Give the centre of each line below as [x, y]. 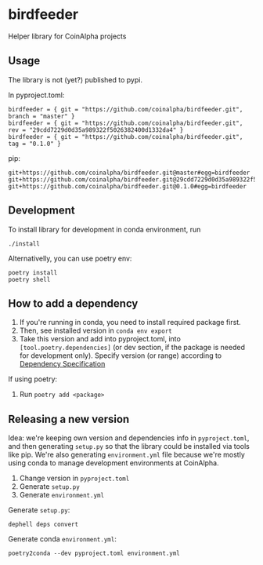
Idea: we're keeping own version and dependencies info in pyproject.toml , [129, 438]
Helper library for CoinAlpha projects [67, 36]
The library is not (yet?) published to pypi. [76, 79]
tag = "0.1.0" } [34, 144]
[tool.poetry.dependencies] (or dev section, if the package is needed [132, 348]
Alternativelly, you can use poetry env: [70, 258]
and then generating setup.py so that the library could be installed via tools [129, 447]
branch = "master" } [42, 116]
